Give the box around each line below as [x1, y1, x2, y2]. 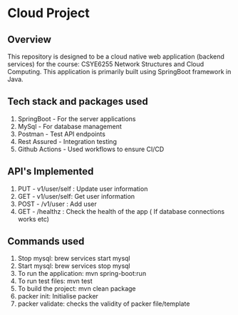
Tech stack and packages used [7, 95, 148, 108]
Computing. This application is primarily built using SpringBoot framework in [7, 68, 232, 76]
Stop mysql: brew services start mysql [17, 254, 130, 263]
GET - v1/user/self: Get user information [17, 192, 135, 200]
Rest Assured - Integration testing [17, 137, 118, 145]
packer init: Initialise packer [17, 292, 98, 301]
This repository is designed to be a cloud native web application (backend [7, 52, 224, 61]
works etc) [17, 215, 50, 223]
